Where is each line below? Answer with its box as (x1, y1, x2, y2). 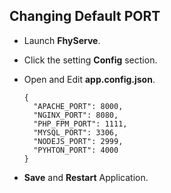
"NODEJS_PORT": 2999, (33, 136, 124, 146)
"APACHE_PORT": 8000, (33, 101, 124, 111)
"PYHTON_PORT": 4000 (33, 145, 119, 155)
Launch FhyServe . (23, 34, 101, 46)
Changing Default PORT (9, 8, 161, 25)
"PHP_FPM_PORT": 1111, (33, 119, 128, 129)
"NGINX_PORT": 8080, (33, 110, 119, 120)
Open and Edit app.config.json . (23, 73, 156, 85)
